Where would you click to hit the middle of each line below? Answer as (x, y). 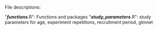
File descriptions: (23, 7)
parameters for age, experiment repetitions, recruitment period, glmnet (79, 22)
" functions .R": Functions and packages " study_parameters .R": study (78, 17)
